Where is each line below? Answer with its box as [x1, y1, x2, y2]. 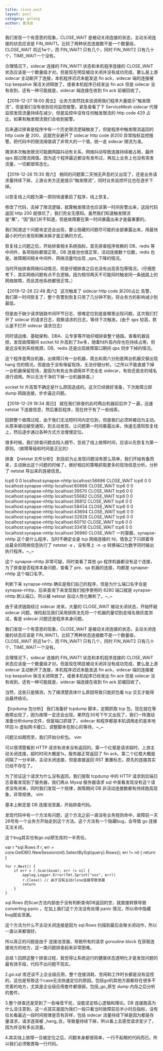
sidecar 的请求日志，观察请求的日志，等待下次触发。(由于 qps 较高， [14, 317, 153, 322]
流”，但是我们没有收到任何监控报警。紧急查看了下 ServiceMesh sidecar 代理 [5, 104, 158, 110]
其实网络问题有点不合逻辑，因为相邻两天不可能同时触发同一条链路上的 [17, 272, 158, 278]
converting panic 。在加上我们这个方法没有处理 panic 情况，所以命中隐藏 [5, 906, 151, 912]
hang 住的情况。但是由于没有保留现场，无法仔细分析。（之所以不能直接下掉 [5, 362, 154, 368]
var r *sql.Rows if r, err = [5, 844, 54, 850]
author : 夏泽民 [5, 20, 33, 26]
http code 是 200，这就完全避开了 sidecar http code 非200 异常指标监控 [5, 132, 149, 139]
